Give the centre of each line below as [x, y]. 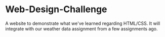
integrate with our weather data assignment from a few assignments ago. [81, 28]
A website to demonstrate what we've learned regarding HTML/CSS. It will [83, 23]
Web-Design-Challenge [56, 9]
